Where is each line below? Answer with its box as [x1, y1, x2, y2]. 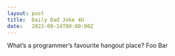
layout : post [7, 10, 45, 17]
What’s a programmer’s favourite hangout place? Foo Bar [7, 42, 168, 50]
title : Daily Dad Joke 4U [7, 16, 84, 23]
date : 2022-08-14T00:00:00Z [7, 23, 94, 29]
